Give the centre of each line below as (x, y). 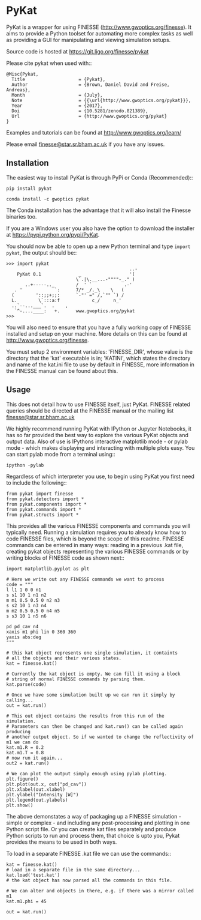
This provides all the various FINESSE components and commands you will (98, 525)
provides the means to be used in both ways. (62, 842)
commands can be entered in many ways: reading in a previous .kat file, (95, 545)
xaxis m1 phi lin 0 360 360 (41, 632)
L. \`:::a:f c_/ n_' (66, 300)
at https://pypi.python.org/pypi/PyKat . (53, 234)
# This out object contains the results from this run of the (85, 716)
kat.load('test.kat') (33, 875)
